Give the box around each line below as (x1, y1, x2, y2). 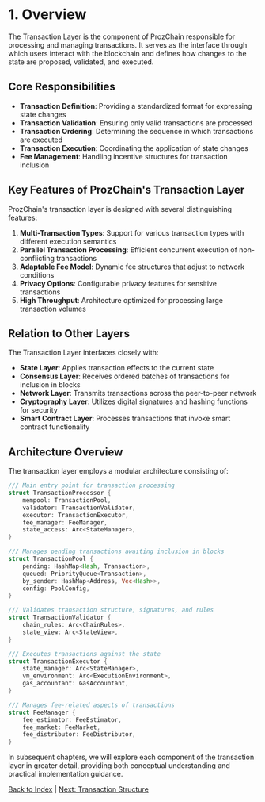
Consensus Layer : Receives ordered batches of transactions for (19, 371, 230, 382)
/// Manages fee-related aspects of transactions (8, 700, 176, 709)
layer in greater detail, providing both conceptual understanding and (8, 761, 231, 770)
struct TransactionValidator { (8, 613, 112, 622)
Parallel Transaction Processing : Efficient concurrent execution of (19, 244, 237, 255)
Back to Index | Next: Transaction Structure (8, 785, 149, 794)
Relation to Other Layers (8, 327, 131, 340)
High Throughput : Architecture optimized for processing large (19, 295, 224, 305)
